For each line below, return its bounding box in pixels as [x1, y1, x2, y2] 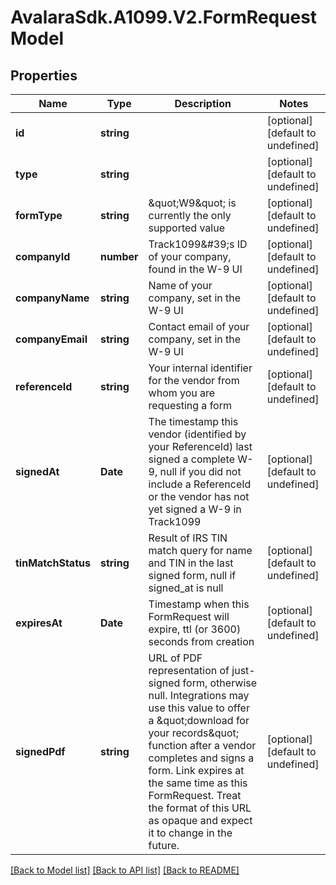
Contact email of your [148, 320, 250, 333]
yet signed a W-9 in [148, 502, 242, 516]
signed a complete [148, 452, 236, 466]
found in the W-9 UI [148, 262, 243, 276]
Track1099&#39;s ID [148, 237, 248, 251]
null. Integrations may [148, 689, 250, 702]
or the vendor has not [148, 490, 250, 503]
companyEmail [15, 332, 88, 346]
